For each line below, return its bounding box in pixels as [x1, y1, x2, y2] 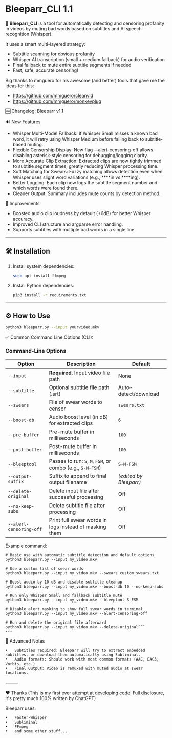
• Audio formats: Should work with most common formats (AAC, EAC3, [5, 657, 159, 662]
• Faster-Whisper [5, 715, 47, 721]
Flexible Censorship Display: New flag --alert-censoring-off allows [12, 147, 154, 153]
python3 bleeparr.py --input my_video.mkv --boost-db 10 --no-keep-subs [5, 584, 164, 589]
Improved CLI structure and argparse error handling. [12, 221, 123, 227]
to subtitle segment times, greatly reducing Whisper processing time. [12, 163, 159, 169]
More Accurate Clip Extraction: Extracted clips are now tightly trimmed [12, 158, 162, 164]
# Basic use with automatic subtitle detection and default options [5, 553, 155, 558]
